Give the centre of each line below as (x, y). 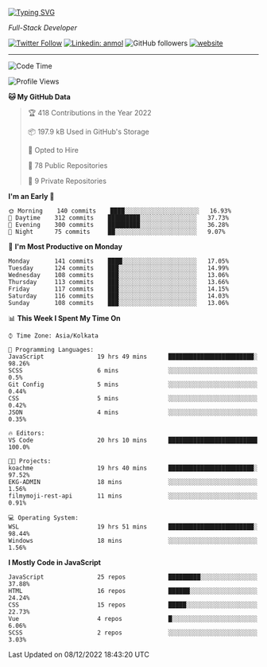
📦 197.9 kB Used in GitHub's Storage (88, 132)
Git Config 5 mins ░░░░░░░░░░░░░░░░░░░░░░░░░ (133, 384)
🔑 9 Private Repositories (67, 181)
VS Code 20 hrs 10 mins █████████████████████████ (133, 440)
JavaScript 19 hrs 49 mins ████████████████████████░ (133, 357)
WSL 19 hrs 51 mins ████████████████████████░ (133, 527)
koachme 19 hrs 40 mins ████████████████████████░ (133, 468)
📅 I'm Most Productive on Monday (66, 246)
